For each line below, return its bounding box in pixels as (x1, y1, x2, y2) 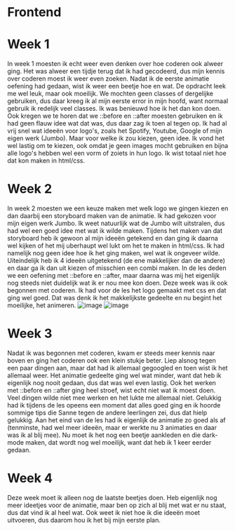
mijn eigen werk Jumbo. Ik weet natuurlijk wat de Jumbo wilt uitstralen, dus (7, 219, 225, 228)
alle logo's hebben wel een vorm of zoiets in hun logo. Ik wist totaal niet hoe (7, 149, 227, 158)
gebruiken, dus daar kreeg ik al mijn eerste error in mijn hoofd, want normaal (7, 97, 229, 105)
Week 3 (7, 325, 53, 342)
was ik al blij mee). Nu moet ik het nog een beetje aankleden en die (7, 431, 201, 439)
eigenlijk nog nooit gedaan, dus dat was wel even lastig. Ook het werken (7, 379, 216, 387)
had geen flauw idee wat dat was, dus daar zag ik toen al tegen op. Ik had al (7, 119, 227, 128)
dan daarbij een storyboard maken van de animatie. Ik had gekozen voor (7, 212, 217, 220)
